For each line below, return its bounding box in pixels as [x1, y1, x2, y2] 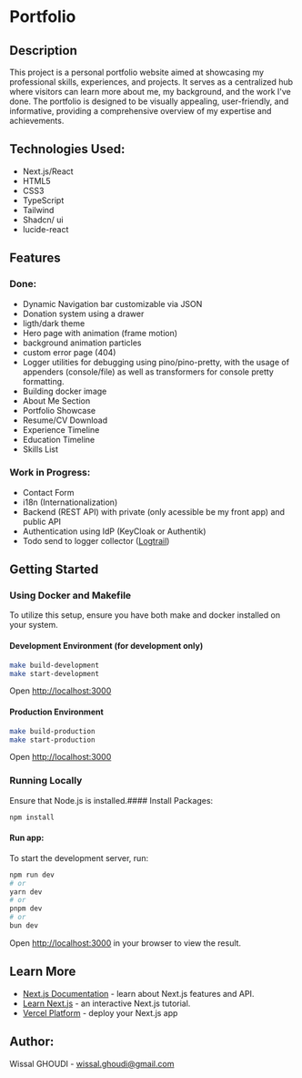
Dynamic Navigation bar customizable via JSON [22, 298, 203, 309]
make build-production [9, 726, 96, 735]
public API [22, 516, 62, 527]
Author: [9, 1034, 55, 1050]
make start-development [9, 669, 100, 678]
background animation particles [22, 337, 143, 348]
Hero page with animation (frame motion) [22, 327, 178, 338]
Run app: [9, 832, 45, 844]
